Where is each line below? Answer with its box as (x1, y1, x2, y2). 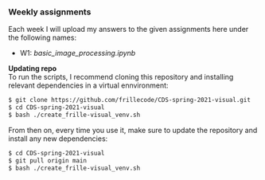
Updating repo (8, 64, 57, 73)
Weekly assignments (8, 6, 92, 18)
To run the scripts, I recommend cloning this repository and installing (8, 72, 234, 82)
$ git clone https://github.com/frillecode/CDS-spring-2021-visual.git (8, 96, 251, 104)
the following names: (8, 33, 77, 42)
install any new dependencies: (8, 134, 108, 143)
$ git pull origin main (8, 156, 88, 165)
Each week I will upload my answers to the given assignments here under (8, 25, 249, 34)
